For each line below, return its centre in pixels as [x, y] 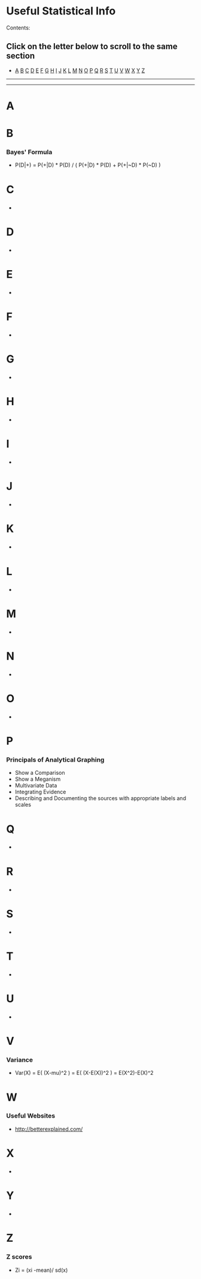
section [20, 56]
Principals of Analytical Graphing [55, 759]
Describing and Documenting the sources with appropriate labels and [100, 798]
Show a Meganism [38, 779]
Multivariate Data [36, 786]
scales [23, 805]
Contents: [18, 28]
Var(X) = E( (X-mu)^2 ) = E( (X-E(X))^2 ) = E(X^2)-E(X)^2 [84, 1073]
